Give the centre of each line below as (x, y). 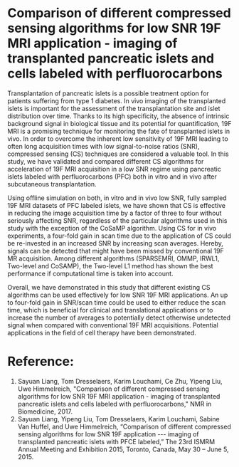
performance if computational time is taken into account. (90, 273)
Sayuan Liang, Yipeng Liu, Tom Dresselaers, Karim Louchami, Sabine (118, 419)
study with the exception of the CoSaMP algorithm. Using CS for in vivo (112, 228)
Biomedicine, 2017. (45, 411)
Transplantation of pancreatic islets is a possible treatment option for (108, 93)
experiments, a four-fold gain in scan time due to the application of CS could (119, 236)
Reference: (41, 362)
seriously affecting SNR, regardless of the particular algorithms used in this (117, 220)
